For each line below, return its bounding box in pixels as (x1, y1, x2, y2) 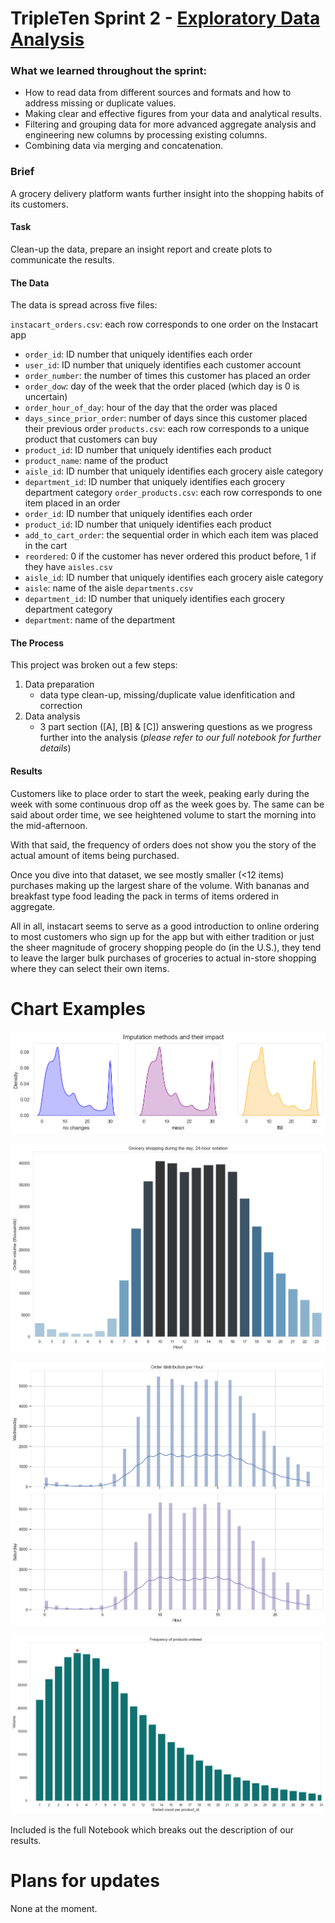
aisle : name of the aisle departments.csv (24, 582, 194, 594)
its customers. (10, 198, 69, 210)
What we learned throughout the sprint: (10, 64, 207, 78)
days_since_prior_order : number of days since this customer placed (24, 412, 308, 424)
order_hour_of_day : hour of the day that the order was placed (24, 402, 278, 414)
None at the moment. (10, 1903, 98, 1915)
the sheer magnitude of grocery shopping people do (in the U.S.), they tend (10, 941, 322, 953)
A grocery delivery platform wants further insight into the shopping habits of (10, 187, 325, 199)
